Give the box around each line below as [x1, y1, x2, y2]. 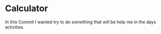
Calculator [5, 3, 48, 14]
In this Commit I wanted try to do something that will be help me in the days [5, 19, 157, 25]
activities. [5, 24, 24, 30]
